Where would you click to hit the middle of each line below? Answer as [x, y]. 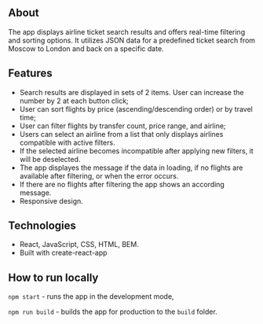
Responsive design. [51, 201]
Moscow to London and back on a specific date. [86, 48]
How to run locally [53, 277]
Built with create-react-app [63, 253]
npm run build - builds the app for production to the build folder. [113, 312]
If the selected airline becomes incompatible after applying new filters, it [136, 151]
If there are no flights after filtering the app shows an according [122, 184]
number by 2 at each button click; [74, 101]
